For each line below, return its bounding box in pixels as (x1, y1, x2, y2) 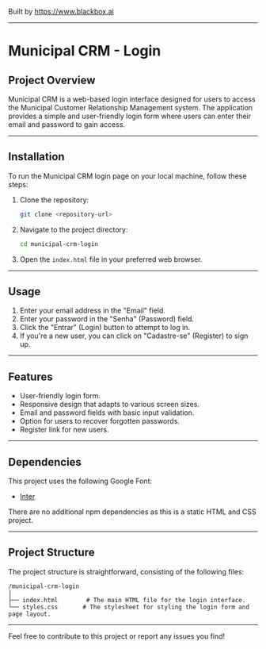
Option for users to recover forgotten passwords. (19, 417, 180, 426)
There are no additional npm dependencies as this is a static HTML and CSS (8, 507, 256, 517)
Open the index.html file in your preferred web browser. (19, 254, 203, 264)
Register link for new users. (19, 424, 109, 435)
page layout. (8, 610, 51, 618)
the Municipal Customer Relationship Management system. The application (8, 103, 253, 112)
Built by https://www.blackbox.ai (8, 7, 115, 16)
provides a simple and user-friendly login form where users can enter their (8, 111, 252, 121)
